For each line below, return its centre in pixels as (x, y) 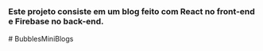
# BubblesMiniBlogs (41, 38)
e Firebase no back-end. (56, 21)
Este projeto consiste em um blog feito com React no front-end (132, 12)
